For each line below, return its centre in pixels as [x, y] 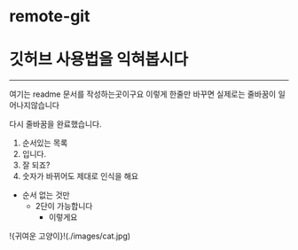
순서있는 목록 [45, 143]
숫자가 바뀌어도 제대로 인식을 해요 [80, 176]
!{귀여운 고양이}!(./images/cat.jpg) [70, 236]
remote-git [50, 16]
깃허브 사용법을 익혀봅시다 [99, 60]
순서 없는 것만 [46, 195]
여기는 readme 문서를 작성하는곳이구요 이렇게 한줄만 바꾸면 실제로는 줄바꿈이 [143, 94]
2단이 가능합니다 [64, 207]
